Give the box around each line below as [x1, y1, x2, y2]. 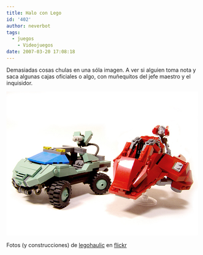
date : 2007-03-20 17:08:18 [6, 49, 75, 55]
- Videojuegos [17, 42, 53, 48]
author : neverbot [6, 23, 51, 29]
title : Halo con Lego [6, 10, 62, 16]
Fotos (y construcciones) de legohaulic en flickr [6, 241, 127, 248]
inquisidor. [6, 79, 33, 86]
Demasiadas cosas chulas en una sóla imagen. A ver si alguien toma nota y [6, 66, 196, 74]
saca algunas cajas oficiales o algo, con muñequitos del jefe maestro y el [6, 72, 191, 80]
